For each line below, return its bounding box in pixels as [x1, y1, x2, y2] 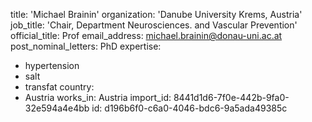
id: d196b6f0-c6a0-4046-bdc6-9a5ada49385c [91, 102, 288, 114]
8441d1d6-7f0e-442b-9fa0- [173, 92, 290, 103]
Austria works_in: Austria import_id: [24, 92, 172, 103]
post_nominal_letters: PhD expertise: [10, 40, 162, 52]
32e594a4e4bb [24, 102, 90, 114]
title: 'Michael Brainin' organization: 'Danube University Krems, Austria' [10, 9, 303, 20]
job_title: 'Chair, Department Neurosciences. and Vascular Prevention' [10, 19, 298, 31]
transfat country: [24, 81, 95, 93]
